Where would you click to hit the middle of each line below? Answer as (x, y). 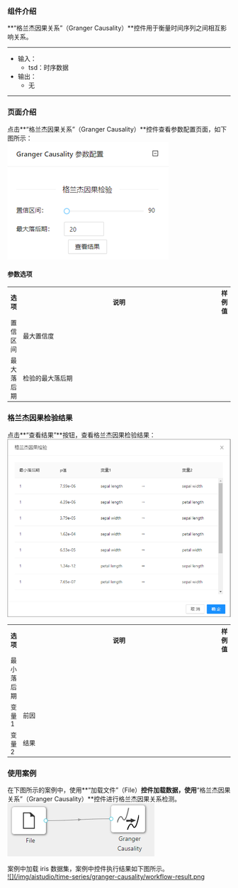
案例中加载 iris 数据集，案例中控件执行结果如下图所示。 (88, 869)
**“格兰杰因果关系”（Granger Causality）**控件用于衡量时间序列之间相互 (114, 28)
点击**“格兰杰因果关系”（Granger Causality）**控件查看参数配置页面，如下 (117, 129)
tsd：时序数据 (48, 68)
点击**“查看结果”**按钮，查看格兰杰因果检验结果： (81, 434)
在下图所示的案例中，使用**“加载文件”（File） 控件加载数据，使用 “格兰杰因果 (119, 790)
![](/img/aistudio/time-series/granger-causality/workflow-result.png (106, 877)
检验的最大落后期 (48, 378)
